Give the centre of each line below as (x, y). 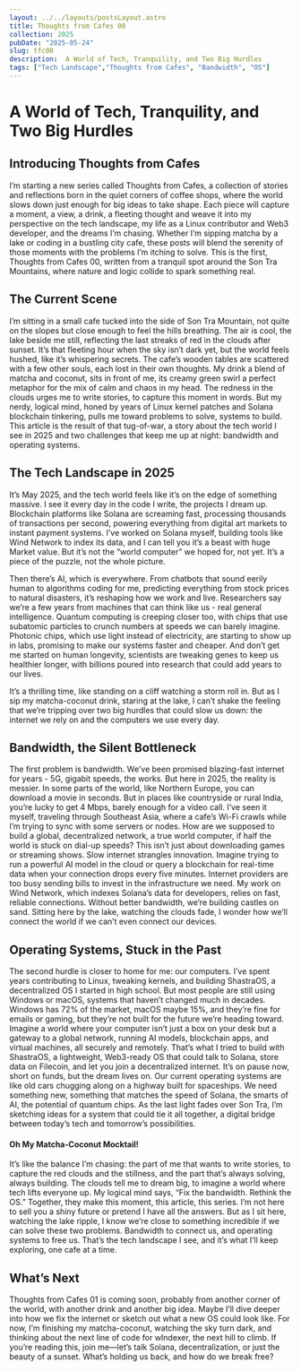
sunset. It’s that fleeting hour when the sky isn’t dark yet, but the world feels (149, 349)
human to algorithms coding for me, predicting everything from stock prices (149, 588)
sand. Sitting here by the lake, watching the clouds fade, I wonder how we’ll (149, 912)
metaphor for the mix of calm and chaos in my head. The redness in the (141, 387)
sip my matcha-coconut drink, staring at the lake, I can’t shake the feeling (145, 701)
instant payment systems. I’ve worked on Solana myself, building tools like (146, 532)
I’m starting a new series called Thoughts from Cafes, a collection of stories (149, 185)
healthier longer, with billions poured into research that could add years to (146, 664)
